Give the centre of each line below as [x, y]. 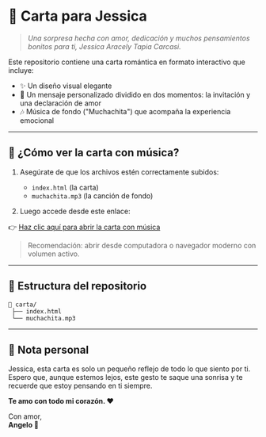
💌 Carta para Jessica [78, 16]
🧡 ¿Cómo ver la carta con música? [94, 153]
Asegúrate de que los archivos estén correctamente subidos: [119, 172]
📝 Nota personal [49, 349]
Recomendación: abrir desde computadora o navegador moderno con [142, 245]
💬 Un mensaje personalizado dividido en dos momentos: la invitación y [135, 94]
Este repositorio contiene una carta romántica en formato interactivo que [127, 62]
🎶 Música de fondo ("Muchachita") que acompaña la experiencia [125, 111]
